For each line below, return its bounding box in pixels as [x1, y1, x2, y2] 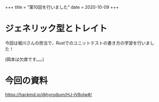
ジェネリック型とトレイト [5, 23, 108, 34]
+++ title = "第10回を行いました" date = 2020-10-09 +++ [5, 4, 119, 10]
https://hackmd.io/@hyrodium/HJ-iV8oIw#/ [5, 91, 92, 97]
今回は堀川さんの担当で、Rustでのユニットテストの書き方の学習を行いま [5, 40, 150, 46]
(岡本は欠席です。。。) [5, 56, 44, 62]
